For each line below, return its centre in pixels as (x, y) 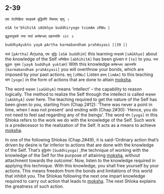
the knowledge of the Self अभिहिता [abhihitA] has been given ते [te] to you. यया (82, 59)
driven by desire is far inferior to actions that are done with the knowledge (80, 145)
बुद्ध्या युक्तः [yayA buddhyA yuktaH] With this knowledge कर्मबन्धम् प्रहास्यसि (71, 64)
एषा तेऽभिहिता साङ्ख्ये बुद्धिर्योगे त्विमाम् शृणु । (37, 19)
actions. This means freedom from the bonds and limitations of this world (79, 171)
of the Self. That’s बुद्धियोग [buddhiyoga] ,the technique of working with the (77, 150)
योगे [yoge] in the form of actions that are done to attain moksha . (69, 79)
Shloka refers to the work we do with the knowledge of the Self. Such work (80, 120)
